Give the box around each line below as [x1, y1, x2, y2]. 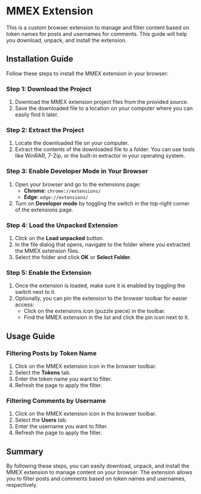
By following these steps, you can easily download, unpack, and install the [6, 462, 190, 470]
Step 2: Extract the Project [6, 125, 84, 134]
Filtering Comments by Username [6, 396, 106, 404]
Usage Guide [6, 331, 56, 341]
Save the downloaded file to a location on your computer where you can [14, 105, 193, 112]
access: [14, 301, 35, 308]
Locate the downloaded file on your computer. [14, 139, 129, 147]
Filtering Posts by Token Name [6, 349, 97, 357]
